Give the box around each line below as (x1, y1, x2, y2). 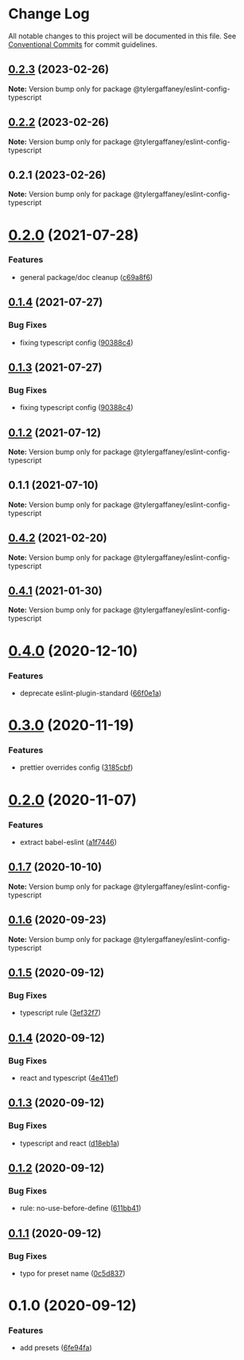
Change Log (8, 5, 90, 23)
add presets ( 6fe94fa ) (19, 1343, 93, 1353)
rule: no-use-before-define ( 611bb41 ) (19, 1204, 141, 1213)
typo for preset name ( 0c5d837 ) (19, 1269, 126, 1278)
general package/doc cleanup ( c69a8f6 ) (19, 272, 153, 282)
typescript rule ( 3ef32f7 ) (19, 1008, 102, 1018)
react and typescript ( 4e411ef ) (19, 1073, 119, 1082)
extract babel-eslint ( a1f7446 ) (19, 837, 118, 846)
